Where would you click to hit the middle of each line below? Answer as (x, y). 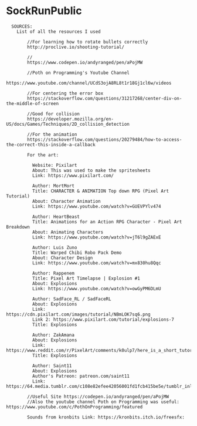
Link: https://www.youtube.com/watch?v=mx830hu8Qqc (96, 263)
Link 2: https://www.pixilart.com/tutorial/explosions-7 (103, 319)
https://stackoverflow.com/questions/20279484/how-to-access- (105, 139)
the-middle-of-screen (33, 103)
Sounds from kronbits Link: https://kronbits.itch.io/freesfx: (106, 417)
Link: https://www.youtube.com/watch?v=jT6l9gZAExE (96, 237)
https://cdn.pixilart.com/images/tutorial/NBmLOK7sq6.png (78, 314)
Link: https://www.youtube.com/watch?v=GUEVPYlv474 (96, 206)
